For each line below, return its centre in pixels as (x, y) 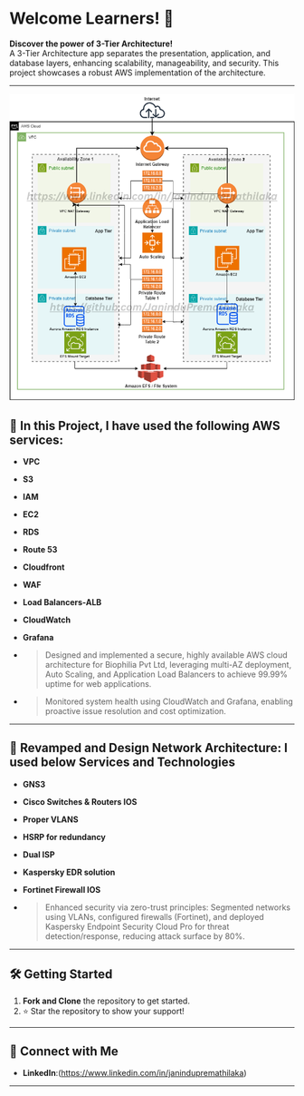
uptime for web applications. (98, 683)
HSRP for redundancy (64, 837)
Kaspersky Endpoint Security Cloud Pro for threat (137, 926)
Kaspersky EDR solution (69, 872)
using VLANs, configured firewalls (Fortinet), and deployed (154, 916)
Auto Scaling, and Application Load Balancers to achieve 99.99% (166, 674)
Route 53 (40, 549)
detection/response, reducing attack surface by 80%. (145, 936)
